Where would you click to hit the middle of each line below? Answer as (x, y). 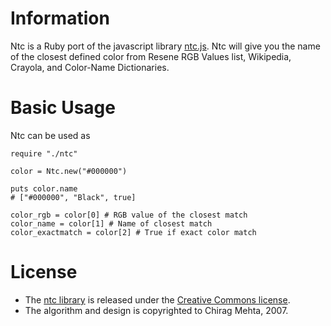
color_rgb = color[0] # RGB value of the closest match (129, 215)
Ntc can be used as (50, 135)
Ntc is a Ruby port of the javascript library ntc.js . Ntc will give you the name (165, 46)
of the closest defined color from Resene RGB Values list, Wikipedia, (151, 56)
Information (60, 18)
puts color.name (44, 188)
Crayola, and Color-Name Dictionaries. (90, 67)
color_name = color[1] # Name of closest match (111, 223)
